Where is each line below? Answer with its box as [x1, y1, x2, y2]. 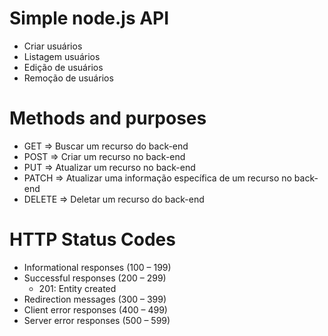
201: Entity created [38, 282, 117, 294]
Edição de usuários [23, 61, 104, 73]
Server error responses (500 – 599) [23, 314, 171, 326]
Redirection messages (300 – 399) [23, 293, 167, 305]
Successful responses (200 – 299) [23, 272, 167, 284]
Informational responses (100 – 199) [23, 261, 172, 273]
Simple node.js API [9, 7, 170, 30]
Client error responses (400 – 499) [23, 303, 168, 316]
